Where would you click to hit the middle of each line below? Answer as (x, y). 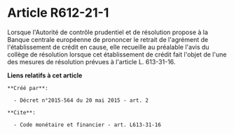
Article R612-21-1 (58, 13)
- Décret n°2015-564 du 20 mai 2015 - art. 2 (81, 100)
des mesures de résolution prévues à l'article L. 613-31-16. (91, 61)
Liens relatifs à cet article (45, 75)
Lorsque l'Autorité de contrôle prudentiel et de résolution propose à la (108, 32)
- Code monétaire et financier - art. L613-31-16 (87, 125)
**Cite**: (22, 112)
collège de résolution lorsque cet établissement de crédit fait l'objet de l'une (117, 54)
